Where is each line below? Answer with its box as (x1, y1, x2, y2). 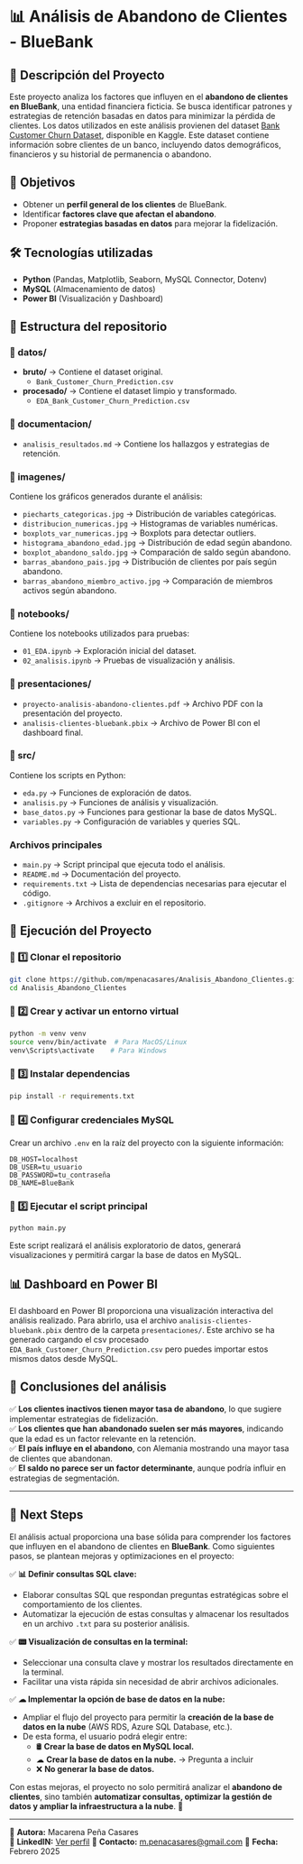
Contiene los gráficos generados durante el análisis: (9, 491, 203, 501)
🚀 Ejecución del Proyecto (9, 923, 152, 939)
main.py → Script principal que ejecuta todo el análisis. (22, 859, 225, 870)
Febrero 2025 (9, 1845, 60, 1857)
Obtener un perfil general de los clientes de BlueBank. (22, 198, 227, 209)
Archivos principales (9, 839, 103, 851)
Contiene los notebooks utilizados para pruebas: (9, 628, 189, 639)
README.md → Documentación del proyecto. (22, 868, 181, 879)
